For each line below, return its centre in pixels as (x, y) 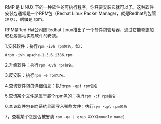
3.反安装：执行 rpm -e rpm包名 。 (36, 75)
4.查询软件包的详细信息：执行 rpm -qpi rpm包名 (51, 86)
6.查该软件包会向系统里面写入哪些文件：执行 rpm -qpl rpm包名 (66, 106)
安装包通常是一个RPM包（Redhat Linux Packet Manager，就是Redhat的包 (78, 13)
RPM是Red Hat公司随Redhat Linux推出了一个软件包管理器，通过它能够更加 (80, 30)
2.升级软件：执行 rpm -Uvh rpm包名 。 (41, 65)
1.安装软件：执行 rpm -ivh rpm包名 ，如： (44, 46)
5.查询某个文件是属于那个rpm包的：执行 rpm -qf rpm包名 (60, 96)
